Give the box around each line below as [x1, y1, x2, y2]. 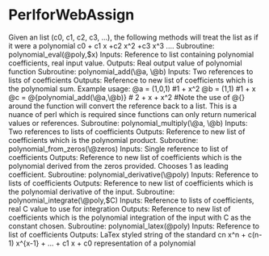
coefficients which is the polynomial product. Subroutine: [8, 135, 199, 145]
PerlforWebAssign [8, 6, 135, 24]
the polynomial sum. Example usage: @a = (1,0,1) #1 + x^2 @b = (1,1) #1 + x [8, 83, 256, 94]
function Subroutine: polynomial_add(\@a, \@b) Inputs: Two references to [8, 66, 254, 76]
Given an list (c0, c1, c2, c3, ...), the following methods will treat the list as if [8, 32, 258, 42]
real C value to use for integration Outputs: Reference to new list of [8, 204, 231, 213]
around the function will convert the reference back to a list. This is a [8, 101, 237, 111]
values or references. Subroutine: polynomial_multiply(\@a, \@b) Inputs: [8, 118, 248, 128]
